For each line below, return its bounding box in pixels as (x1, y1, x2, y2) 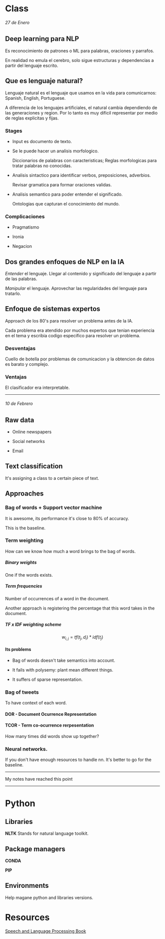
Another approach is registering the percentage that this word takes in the (5, 605, 155, 611)
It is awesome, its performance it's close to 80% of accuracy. (5, 515, 129, 521)
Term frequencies (5, 583, 43, 589)
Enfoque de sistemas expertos (5, 305, 101, 313)
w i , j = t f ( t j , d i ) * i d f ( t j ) (61, 634, 104, 641)
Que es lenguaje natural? (5, 77, 83, 85)
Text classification (5, 462, 63, 470)
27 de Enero (5, 19, 30, 25)
